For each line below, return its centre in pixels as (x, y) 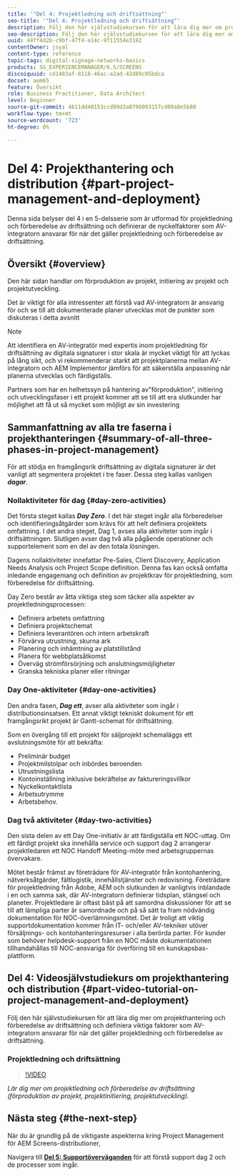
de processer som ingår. (43, 1165)
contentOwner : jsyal (38, 47)
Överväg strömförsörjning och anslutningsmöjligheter (96, 664)
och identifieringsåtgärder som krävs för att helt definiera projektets (107, 524)
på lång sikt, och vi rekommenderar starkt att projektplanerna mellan (108, 361)
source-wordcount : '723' (44, 120)
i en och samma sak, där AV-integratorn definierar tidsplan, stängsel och (114, 895)
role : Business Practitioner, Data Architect (76, 94)
